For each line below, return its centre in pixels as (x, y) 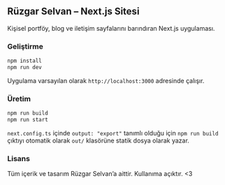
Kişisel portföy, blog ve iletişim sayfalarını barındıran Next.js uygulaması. (111, 28)
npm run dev (24, 67)
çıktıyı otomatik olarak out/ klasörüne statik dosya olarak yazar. (99, 140)
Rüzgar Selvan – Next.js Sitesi (73, 12)
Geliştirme (25, 46)
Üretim (19, 98)
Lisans (19, 158)
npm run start (28, 120)
